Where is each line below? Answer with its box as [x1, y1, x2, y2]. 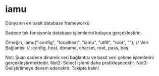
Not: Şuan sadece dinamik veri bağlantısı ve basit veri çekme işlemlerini [5, 54, 154, 60]
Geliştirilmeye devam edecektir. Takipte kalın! [5, 65, 99, 71]
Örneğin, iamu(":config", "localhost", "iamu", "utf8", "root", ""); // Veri [5, 39, 149, 45]
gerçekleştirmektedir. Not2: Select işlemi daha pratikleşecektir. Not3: [5, 59, 148, 65]
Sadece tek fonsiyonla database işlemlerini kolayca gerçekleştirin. [5, 29, 142, 35]
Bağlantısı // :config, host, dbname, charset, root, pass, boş [5, 44, 129, 50]
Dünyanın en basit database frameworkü [5, 20, 90, 26]
